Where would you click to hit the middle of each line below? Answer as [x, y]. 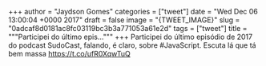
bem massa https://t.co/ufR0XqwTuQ [69, 54]
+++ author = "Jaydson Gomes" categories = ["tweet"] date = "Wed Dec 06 [133, 12]
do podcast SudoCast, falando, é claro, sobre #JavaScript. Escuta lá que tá [132, 45]
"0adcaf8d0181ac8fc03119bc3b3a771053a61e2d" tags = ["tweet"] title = [128, 28]
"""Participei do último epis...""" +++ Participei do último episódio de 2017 [131, 37]
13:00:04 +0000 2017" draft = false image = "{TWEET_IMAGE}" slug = [124, 20]
